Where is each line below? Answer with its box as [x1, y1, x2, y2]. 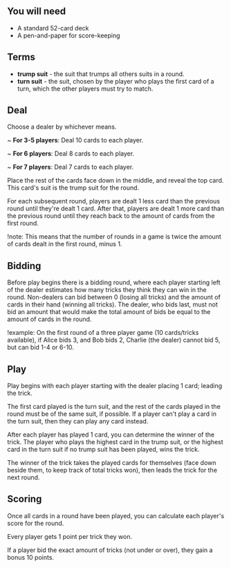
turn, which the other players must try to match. [17, 84, 154, 93]
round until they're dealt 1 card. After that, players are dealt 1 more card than [7, 204, 225, 213]
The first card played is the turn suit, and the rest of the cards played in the [7, 403, 221, 411]
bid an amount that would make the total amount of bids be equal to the [7, 308, 211, 316]
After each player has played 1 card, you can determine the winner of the [7, 430, 215, 439]
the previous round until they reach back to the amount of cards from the [7, 212, 215, 220]
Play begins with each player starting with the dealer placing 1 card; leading [7, 382, 223, 390]
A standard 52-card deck [17, 24, 89, 32]
